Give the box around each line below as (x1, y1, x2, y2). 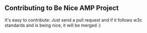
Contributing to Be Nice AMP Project (4, 4, 119, 12)
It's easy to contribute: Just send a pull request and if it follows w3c (4, 17, 143, 23)
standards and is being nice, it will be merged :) (4, 22, 101, 28)
